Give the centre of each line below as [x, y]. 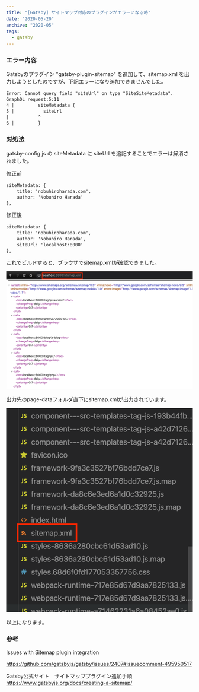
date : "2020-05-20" [30, 19]
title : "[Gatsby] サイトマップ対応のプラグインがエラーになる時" [78, 12]
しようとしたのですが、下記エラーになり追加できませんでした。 [89, 82]
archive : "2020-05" [30, 25]
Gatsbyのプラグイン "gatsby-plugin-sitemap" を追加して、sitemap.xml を [95, 74]
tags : [13, 31]
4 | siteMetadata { [41, 106]
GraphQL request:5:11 [33, 100]
